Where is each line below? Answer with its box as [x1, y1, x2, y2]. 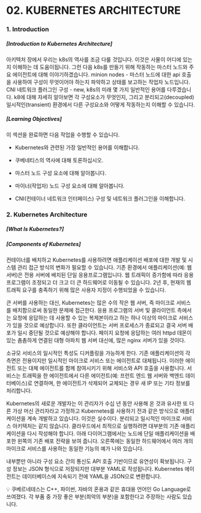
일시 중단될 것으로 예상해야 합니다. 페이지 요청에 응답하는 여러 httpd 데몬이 [17, 329, 192, 337]
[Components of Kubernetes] [6, 240, 81, 247]
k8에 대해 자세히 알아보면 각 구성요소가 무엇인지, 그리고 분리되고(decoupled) [14, 94, 194, 101]
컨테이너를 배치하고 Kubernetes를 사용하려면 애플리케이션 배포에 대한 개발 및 [6, 256, 187, 263]
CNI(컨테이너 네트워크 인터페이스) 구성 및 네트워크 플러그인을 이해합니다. [14, 195, 185, 202]
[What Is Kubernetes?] [6, 225, 64, 232]
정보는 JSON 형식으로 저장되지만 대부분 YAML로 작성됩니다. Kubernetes [12, 465, 184, 473]
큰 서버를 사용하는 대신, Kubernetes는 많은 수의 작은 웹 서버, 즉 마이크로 [6, 299, 175, 307]
